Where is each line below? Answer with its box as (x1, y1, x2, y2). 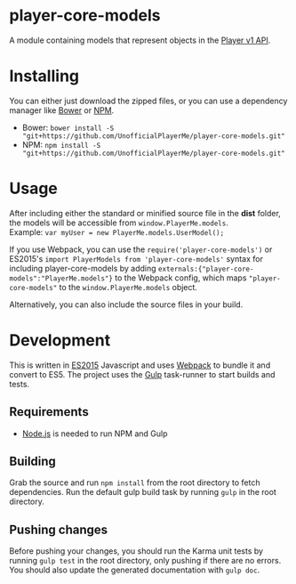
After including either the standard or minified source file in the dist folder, (9, 207, 282, 218)
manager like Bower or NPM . (9, 104, 115, 116)
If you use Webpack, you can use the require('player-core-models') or (9, 244, 273, 255)
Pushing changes (9, 522, 108, 537)
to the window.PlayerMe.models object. (59, 281, 198, 292)
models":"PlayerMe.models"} (9, 273, 114, 283)
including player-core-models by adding (9, 263, 157, 273)
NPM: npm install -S (21, 139, 101, 150)
